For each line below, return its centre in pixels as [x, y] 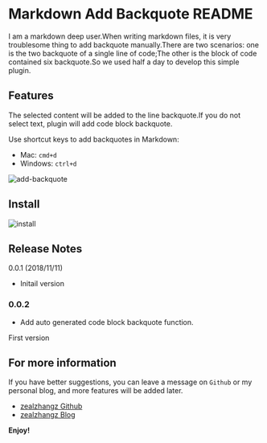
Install [24, 205]
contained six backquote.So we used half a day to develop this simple [124, 62]
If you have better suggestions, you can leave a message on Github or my [130, 382]
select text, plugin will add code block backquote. [90, 123]
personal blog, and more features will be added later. [96, 391]
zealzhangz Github [51, 406]
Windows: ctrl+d [48, 163]
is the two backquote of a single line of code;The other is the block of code [133, 53]
